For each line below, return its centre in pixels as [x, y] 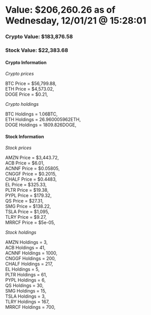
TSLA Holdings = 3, [26, 296]
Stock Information [25, 136]
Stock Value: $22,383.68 [37, 50]
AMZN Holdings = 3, [27, 242]
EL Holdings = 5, [22, 269]
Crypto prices [20, 74]
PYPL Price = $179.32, [28, 195]
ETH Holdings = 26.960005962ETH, [43, 120]
